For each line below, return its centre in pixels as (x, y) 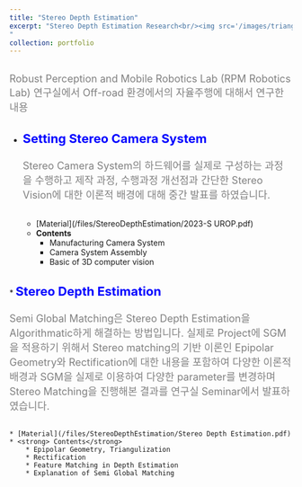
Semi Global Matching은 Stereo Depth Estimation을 (130, 319)
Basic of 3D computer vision (102, 262)
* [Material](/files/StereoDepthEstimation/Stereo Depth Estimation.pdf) (151, 434)
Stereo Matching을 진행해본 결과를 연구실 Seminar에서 (134, 392)
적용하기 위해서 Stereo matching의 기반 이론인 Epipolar (147, 348)
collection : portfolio (52, 43)
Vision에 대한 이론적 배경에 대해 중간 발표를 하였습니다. (147, 195)
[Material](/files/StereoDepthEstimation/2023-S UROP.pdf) (145, 224)
